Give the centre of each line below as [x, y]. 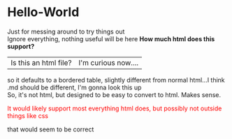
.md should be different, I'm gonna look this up [74, 87]
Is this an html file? [41, 62]
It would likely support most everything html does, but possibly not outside [115, 108]
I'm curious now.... [109, 62]
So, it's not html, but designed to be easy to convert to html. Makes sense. [114, 94]
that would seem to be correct [51, 129]
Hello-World [43, 12]
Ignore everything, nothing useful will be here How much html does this [111, 38]
